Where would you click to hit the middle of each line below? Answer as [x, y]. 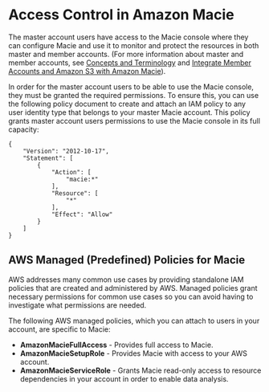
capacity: [24, 129]
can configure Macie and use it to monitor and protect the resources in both [134, 45]
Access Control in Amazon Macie [121, 15]
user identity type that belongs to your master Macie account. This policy [129, 112]
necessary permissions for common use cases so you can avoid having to [131, 296]
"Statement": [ [48, 158]
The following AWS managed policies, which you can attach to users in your [134, 321]
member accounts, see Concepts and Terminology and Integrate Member [130, 63]
